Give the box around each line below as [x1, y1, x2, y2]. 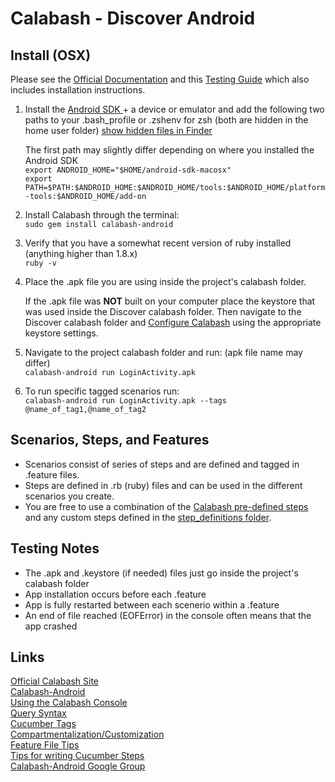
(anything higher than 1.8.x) [24, 248, 138, 259]
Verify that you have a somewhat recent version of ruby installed [24, 237, 292, 249]
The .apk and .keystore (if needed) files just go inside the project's [24, 567, 299, 579]
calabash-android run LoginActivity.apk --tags [24, 396, 227, 406]
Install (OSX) [10, 47, 92, 64]
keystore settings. [24, 327, 99, 339]
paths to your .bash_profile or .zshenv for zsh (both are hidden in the [24, 114, 309, 126]
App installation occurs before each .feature [24, 588, 207, 600]
